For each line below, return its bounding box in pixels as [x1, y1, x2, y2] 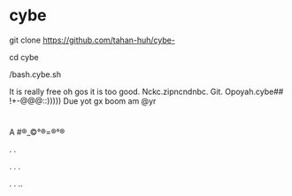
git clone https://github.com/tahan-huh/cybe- [9, 35, 175, 45]
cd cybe [9, 51, 39, 62]
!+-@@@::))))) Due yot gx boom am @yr [9, 95, 157, 106]
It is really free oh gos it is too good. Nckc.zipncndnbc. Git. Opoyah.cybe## [9, 86, 284, 97]
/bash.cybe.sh [9, 68, 62, 80]
